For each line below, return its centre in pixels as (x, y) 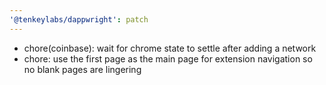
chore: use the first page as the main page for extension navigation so (168, 58)
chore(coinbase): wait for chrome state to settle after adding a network (170, 48)
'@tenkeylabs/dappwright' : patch (79, 19)
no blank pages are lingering (82, 69)
